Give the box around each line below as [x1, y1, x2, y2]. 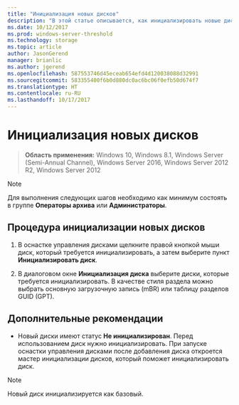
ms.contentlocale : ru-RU [7, 90, 81, 97]
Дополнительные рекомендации [7, 312, 164, 325]
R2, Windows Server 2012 [24, 165, 101, 174]
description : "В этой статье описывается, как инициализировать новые [7, 17, 221, 24]
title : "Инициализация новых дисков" [7, 10, 119, 18]
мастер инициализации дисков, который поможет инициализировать [17, 354, 229, 363]
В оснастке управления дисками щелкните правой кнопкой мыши [17, 240, 220, 249]
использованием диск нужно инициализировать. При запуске [17, 339, 208, 347]
